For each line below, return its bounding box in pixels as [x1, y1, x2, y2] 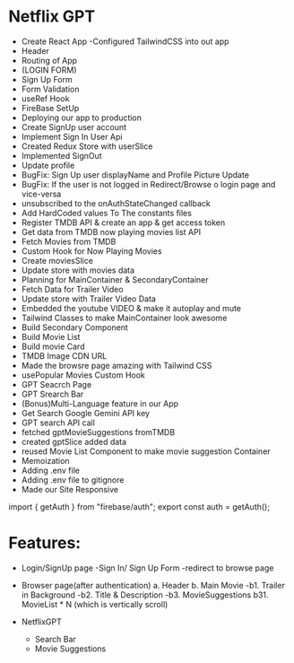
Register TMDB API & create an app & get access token [21, 217, 226, 228]
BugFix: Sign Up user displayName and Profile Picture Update [21, 169, 250, 180]
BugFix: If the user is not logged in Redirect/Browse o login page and [21, 179, 276, 189]
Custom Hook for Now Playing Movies [21, 245, 162, 257]
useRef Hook [21, 92, 70, 104]
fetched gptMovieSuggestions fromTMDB [21, 426, 176, 437]
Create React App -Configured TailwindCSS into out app [21, 36, 229, 47]
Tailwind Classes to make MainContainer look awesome [21, 312, 228, 323]
